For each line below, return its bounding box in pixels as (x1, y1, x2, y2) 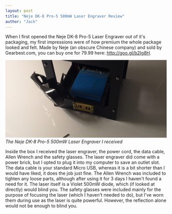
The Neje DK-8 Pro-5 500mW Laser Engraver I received (5, 138, 123, 145)
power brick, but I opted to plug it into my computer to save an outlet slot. (5, 159, 160, 165)
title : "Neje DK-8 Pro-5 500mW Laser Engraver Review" (5, 13, 125, 19)
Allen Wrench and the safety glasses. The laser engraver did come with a (5, 154, 160, 160)
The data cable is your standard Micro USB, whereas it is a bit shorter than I (5, 164, 165, 171)
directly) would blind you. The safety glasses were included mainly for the (5, 186, 161, 193)
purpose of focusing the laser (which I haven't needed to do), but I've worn (5, 192, 164, 198)
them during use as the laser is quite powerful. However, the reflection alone (5, 197, 166, 203)
